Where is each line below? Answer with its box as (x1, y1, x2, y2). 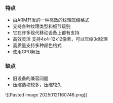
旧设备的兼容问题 (12, 75, 49, 81)
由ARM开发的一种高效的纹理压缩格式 (12, 17, 90, 23)
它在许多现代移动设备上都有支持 (12, 29, 80, 36)
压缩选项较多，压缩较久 (12, 81, 62, 87)
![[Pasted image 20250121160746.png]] (5, 91, 87, 97)
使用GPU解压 (12, 49, 41, 55)
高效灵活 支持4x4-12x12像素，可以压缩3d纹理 (12, 36, 108, 42)
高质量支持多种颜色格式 (12, 42, 62, 49)
